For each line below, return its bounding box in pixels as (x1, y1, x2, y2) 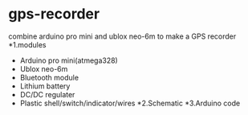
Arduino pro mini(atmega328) (19, 55, 118, 65)
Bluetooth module (19, 72, 79, 82)
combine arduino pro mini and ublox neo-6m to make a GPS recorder (8, 31, 237, 41)
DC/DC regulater (19, 89, 75, 99)
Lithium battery (19, 81, 71, 91)
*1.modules (8, 39, 47, 49)
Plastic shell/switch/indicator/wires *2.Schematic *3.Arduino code (19, 98, 241, 108)
